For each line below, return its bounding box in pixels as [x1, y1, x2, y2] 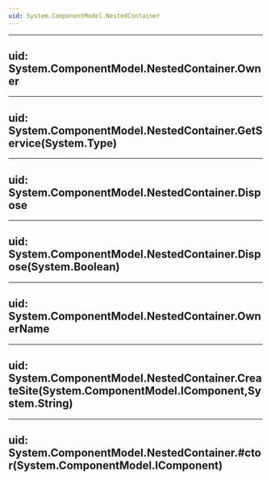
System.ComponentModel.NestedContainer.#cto [8, 445, 262, 460]
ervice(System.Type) [8, 136, 117, 150]
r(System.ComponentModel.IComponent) [8, 458, 223, 472]
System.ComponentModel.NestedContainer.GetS [8, 123, 263, 137]
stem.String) [8, 397, 73, 411]
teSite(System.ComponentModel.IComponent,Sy [8, 384, 262, 398]
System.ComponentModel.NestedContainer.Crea [8, 372, 262, 386]
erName [8, 322, 50, 336]
